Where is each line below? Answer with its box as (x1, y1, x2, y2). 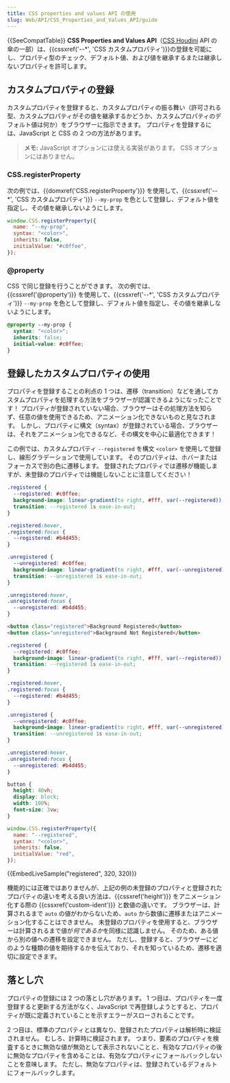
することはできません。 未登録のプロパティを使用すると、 (30, 918, 194, 926)
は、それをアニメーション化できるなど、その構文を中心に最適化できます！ (7, 430, 217, 438)
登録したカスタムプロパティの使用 (7, 367, 151, 379)
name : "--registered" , (13, 832, 78, 839)
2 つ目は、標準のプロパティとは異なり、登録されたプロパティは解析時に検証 (7, 1025, 222, 1034)
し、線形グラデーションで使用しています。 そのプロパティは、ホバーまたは (7, 453, 218, 461)
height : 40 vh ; (13, 787, 53, 794)
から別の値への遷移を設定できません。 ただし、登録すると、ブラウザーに (7, 935, 212, 944)
